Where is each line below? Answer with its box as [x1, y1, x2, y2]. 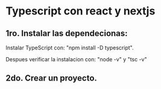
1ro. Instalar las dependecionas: [5, 28, 128, 38]
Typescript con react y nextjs [5, 4, 156, 18]
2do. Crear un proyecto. [5, 73, 98, 84]
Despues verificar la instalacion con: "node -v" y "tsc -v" [5, 56, 147, 63]
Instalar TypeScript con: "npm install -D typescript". [5, 44, 134, 51]
